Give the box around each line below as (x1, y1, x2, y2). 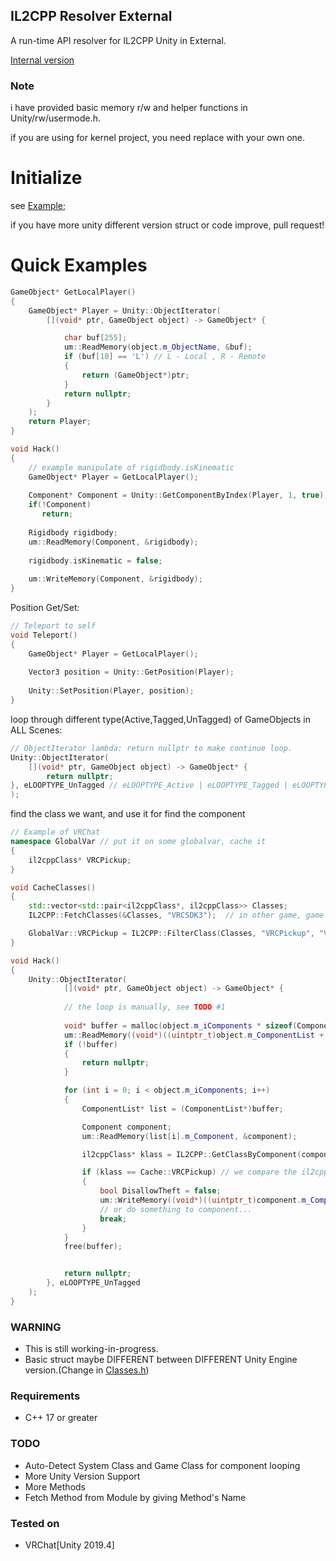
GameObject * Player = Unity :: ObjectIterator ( (28, 305, 222, 316)
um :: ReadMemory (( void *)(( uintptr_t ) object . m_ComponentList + (63, 1030, 325, 1040)
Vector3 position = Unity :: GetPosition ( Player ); (28, 667, 235, 678)
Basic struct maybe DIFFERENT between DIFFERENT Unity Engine (24, 1354, 298, 1366)
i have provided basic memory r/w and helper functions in (10, 102, 248, 114)
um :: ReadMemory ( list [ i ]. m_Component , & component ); (81, 1131, 298, 1141)
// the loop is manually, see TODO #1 (63, 1002, 226, 1013)
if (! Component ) (28, 500, 92, 510)
